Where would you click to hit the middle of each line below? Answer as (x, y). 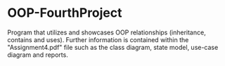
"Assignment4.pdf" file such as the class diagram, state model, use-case (113, 47)
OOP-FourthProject (65, 13)
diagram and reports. (38, 55)
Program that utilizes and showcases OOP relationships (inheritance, (107, 32)
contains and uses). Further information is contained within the (98, 39)
